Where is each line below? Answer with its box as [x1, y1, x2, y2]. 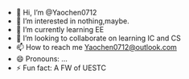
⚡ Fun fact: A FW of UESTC [15, 63, 107, 73]
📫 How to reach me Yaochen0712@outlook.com [15, 43, 177, 52]
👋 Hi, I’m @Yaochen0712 [15, 8, 97, 17]
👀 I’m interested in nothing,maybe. [15, 16, 130, 26]
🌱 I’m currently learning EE [15, 25, 105, 34]
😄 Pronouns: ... [15, 54, 68, 64]
